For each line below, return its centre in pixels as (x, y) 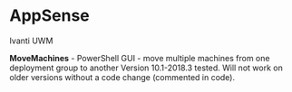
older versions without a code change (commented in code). (122, 77)
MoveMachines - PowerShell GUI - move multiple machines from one (140, 58)
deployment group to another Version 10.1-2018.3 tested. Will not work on (146, 68)
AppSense (50, 16)
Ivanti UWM (31, 41)
